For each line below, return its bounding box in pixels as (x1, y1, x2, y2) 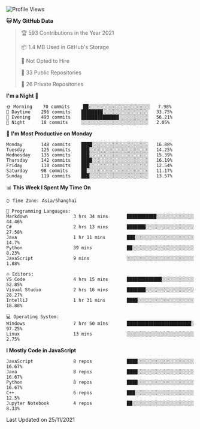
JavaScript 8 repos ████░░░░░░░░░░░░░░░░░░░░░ (6, 358, 195, 364)
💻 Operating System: (6, 314, 60, 320)
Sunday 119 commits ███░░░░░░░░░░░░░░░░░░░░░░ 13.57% (6, 173, 172, 179)
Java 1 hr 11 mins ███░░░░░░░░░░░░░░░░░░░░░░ (6, 234, 195, 240)
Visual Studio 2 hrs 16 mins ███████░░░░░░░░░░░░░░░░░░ (6, 287, 195, 293)
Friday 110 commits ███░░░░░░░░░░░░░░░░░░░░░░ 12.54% (6, 162, 172, 168)
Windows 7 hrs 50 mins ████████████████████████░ (6, 321, 195, 327)
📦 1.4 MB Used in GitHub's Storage (20, 44, 110, 50)
